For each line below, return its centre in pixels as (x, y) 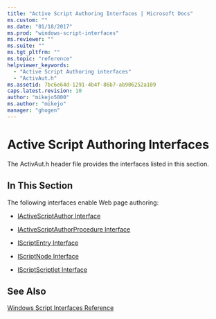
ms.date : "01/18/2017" (40, 26)
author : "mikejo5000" (38, 98)
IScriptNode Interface (48, 256)
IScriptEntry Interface (48, 243)
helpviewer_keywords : (38, 65)
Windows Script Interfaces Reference (61, 308)
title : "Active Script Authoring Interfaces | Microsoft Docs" (100, 14)
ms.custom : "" (28, 20)
